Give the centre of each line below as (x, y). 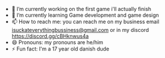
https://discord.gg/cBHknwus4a (50, 36)
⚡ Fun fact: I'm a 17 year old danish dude (60, 49)
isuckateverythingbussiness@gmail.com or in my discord (80, 30)
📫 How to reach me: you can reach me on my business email (85, 21)
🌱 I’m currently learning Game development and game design (85, 15)
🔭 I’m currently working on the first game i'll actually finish (81, 9)
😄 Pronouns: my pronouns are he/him (57, 42)
